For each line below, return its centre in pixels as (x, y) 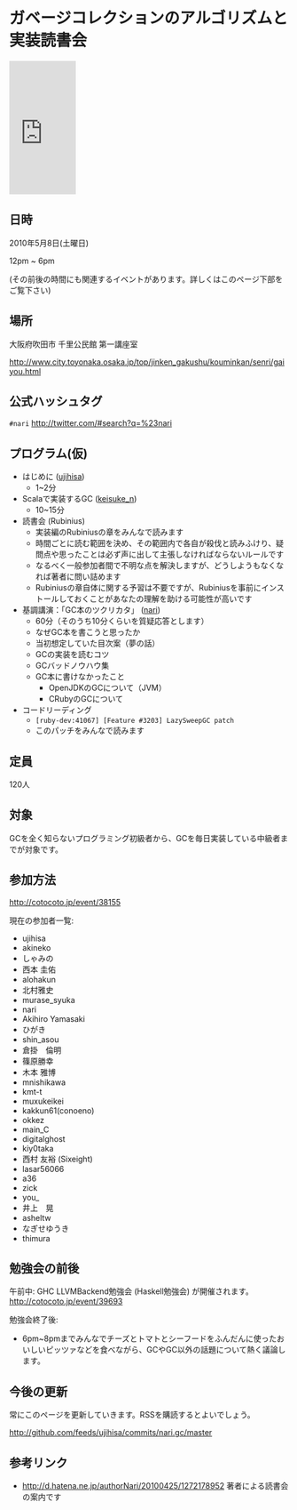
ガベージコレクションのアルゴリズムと (148, 18)
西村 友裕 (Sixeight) (57, 1159)
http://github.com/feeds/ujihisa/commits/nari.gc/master (111, 1433)
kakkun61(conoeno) (58, 1110)
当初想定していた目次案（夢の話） (98, 643)
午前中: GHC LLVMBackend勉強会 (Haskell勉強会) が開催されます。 (132, 1291)
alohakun (39, 979)
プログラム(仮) (49, 453)
